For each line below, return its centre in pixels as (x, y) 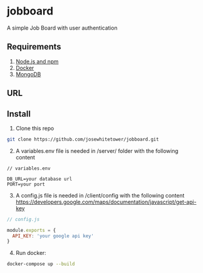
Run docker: (31, 253)
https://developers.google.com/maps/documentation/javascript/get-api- (106, 202)
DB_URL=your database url (39, 179)
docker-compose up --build (41, 264)
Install (19, 114)
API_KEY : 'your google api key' (53, 236)
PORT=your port (26, 184)
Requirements (34, 47)
